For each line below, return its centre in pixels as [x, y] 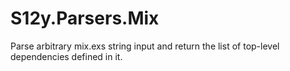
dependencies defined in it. [66, 56]
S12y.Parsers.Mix [85, 18]
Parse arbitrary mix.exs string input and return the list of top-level [145, 46]
